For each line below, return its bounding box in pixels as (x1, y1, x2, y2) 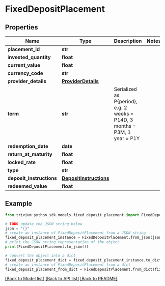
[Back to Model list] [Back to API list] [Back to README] (5, 276, 118, 282)
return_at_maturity (7, 151, 53, 158)
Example (5, 200, 32, 208)
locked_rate (7, 159, 36, 166)
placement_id (7, 46, 40, 53)
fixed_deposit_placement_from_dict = (5, 267, 82, 272)
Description (113, 38, 142, 44)
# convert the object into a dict (5, 253, 76, 258)
